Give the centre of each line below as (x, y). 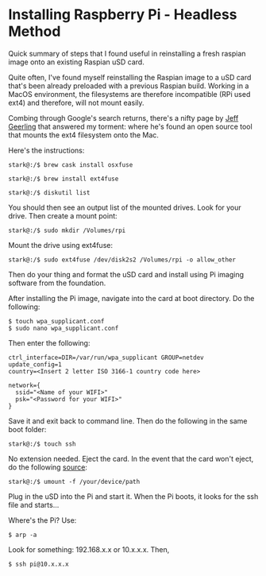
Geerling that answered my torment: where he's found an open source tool (130, 126)
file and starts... (34, 504)
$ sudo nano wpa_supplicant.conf (64, 328)
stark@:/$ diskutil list (49, 192)
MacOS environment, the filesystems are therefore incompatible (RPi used (129, 94)
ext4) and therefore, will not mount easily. (76, 102)
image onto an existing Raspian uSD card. (76, 62)
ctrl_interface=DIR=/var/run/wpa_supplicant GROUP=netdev (106, 358)
